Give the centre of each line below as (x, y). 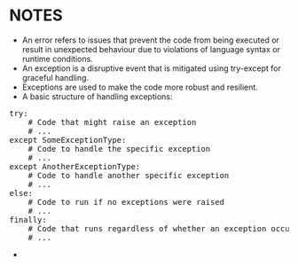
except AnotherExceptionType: (75, 166)
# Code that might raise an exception (112, 122)
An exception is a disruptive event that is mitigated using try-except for (151, 68)
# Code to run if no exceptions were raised (126, 202)
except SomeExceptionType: (68, 140)
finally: (28, 219)
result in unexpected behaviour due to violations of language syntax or (151, 49)
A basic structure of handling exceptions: (97, 96)
